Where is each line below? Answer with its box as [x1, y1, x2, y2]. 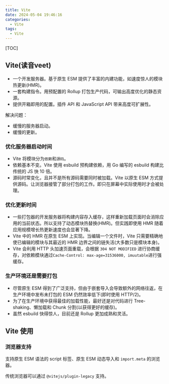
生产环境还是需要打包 [5, 272, 57, 280]
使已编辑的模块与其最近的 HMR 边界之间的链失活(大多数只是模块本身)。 [12, 239, 162, 245]
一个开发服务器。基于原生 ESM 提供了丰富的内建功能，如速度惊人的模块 [12, 75, 163, 81]
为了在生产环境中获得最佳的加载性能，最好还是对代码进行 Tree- [12, 297, 146, 304]
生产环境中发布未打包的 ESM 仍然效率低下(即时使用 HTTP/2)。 [12, 291, 144, 297]
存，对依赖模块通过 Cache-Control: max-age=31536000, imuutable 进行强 [12, 252, 162, 258]
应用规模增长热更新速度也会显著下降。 [12, 227, 93, 233]
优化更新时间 [5, 202, 37, 209]
